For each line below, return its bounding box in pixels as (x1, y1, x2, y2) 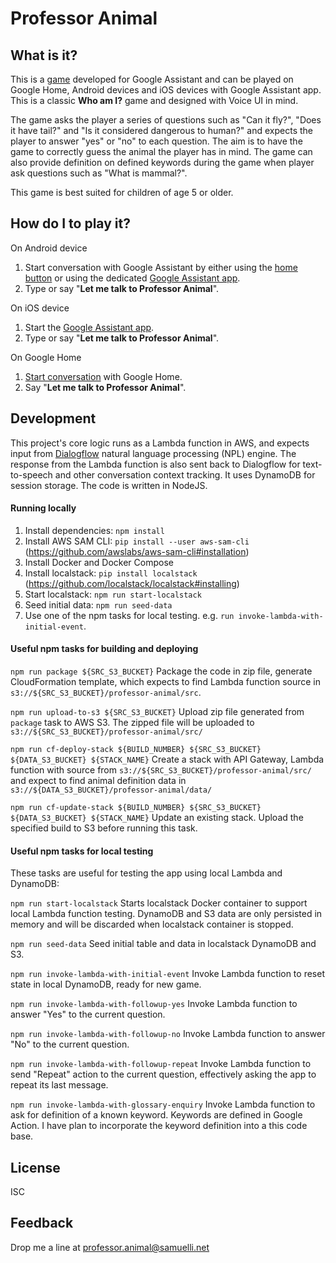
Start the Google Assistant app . (24, 321, 155, 333)
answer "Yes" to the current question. (10, 1008, 166, 1021)
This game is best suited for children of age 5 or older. (10, 187, 234, 198)
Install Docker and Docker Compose (24, 556, 174, 568)
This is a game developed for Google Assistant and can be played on (10, 73, 294, 85)
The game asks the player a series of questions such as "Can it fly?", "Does (10, 114, 322, 126)
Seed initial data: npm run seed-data (24, 598, 173, 611)
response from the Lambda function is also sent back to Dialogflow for (10, 458, 301, 470)
